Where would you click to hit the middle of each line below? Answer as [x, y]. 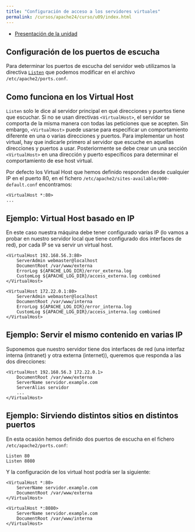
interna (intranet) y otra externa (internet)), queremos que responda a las [94, 355]
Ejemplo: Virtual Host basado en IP [70, 218]
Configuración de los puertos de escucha [83, 52]
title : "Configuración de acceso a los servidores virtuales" [83, 11]
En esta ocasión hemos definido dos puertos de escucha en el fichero [90, 439]
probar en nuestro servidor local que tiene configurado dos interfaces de [94, 238]
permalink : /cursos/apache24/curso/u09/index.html [69, 17]
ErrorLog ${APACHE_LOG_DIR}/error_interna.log [74, 307]
